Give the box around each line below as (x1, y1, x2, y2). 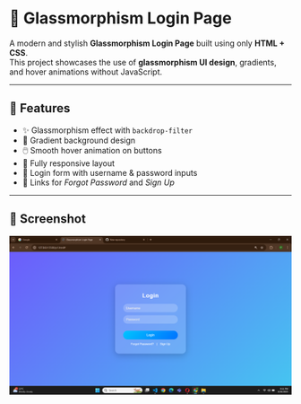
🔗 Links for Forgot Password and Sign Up (21, 177, 175, 188)
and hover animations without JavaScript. (9, 66, 163, 77)
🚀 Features (9, 101, 71, 116)
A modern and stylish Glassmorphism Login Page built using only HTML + (9, 38, 285, 48)
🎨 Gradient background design (21, 135, 136, 145)
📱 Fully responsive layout (21, 157, 115, 169)
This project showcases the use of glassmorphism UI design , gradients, (9, 57, 277, 67)
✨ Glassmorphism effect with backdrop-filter (21, 125, 193, 136)
